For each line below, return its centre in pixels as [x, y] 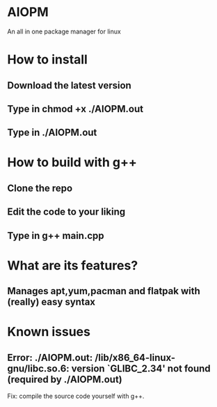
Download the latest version [70, 85]
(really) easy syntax [51, 302]
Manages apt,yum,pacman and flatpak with [104, 291]
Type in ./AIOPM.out [52, 133]
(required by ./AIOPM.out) [65, 379]
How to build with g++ [72, 163]
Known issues [49, 332]
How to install [48, 60]
